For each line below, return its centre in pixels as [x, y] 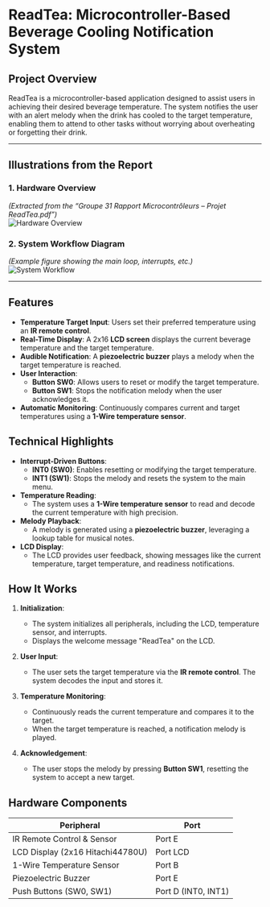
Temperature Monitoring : [63, 696]
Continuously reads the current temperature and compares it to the [143, 712]
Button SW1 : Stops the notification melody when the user [127, 390]
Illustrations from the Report [80, 166]
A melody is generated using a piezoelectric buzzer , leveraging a [141, 529]
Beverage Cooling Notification [111, 32]
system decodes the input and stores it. [97, 681]
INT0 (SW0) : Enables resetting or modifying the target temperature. [144, 470]
